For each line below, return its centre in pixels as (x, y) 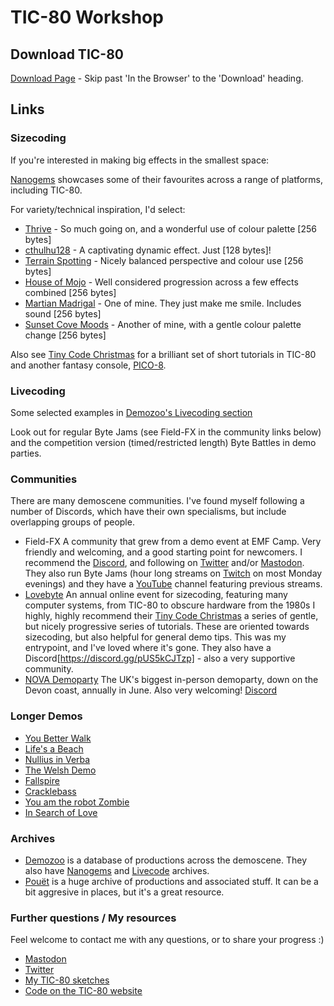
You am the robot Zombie (77, 802)
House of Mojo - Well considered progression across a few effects (161, 282)
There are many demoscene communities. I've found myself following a (157, 501)
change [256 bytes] (65, 335)
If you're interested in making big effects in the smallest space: (140, 160)
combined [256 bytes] (70, 292)
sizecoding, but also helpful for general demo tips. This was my (155, 637)
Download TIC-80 (67, 54)
